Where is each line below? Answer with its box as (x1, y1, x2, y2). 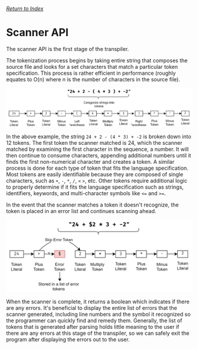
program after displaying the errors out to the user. (6, 335, 130, 343)
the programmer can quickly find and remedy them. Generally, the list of (6, 317, 183, 324)
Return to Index (6, 5, 44, 12)
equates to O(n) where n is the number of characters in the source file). (6, 75, 181, 83)
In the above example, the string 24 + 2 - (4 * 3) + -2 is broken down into (6, 133, 191, 140)
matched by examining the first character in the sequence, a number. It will (6, 145, 189, 153)
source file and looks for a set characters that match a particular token (6, 63, 178, 70)
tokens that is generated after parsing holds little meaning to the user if (6, 323, 180, 330)
